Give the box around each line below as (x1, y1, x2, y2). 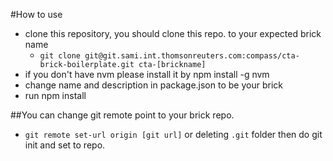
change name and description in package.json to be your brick (24, 79, 283, 91)
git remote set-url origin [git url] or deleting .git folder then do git (24, 129, 323, 140)
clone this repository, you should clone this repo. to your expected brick (24, 28, 322, 39)
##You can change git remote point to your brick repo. (10, 109, 235, 121)
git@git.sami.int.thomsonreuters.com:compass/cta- (84, 51, 300, 61)
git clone (39, 51, 82, 61)
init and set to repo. (24, 139, 106, 151)
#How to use (10, 9, 63, 20)
